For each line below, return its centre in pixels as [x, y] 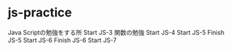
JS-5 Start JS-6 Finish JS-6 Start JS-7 [62, 40]
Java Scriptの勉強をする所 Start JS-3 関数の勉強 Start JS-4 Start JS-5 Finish [116, 32]
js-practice [40, 13]
